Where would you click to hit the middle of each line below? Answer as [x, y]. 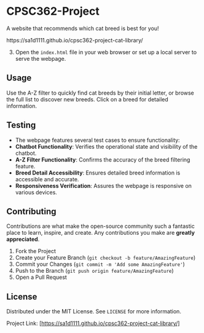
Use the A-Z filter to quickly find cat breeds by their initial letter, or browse [100, 93]
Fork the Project [36, 251]
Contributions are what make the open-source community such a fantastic [100, 226]
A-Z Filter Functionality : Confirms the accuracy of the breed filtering [103, 159]
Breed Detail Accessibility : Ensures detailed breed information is [98, 173]
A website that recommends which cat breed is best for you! [83, 28]
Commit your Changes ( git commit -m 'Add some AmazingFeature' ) [100, 264]
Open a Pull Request [41, 277]
